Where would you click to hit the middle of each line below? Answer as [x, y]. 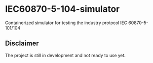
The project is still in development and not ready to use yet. [65, 55]
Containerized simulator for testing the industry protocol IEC [66, 23]
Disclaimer [22, 44]
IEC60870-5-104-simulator [62, 9]
